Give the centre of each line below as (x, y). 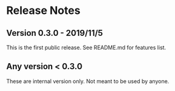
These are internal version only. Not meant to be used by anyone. (88, 81)
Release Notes (43, 11)
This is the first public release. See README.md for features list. (86, 47)
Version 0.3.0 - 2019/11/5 (54, 33)
